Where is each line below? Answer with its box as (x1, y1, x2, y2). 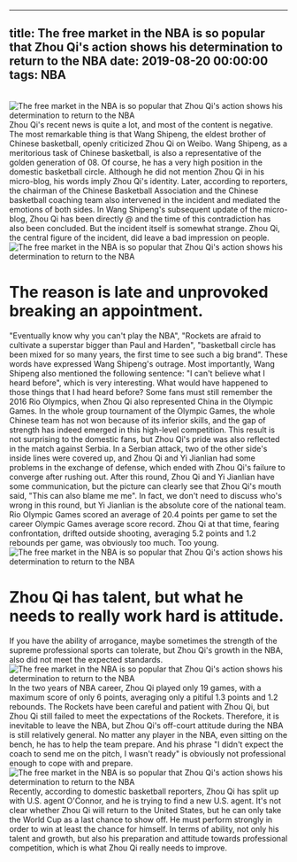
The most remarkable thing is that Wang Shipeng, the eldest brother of (9, 128, 267, 139)
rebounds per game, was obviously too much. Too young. (9, 537, 219, 547)
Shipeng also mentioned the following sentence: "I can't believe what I (9, 368, 265, 378)
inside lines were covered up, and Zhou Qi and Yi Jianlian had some (9, 453, 256, 463)
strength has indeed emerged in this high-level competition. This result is (9, 424, 276, 435)
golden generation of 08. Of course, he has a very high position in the (9, 157, 263, 167)
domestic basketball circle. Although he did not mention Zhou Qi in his (9, 166, 265, 177)
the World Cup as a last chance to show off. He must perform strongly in (9, 814, 273, 825)
